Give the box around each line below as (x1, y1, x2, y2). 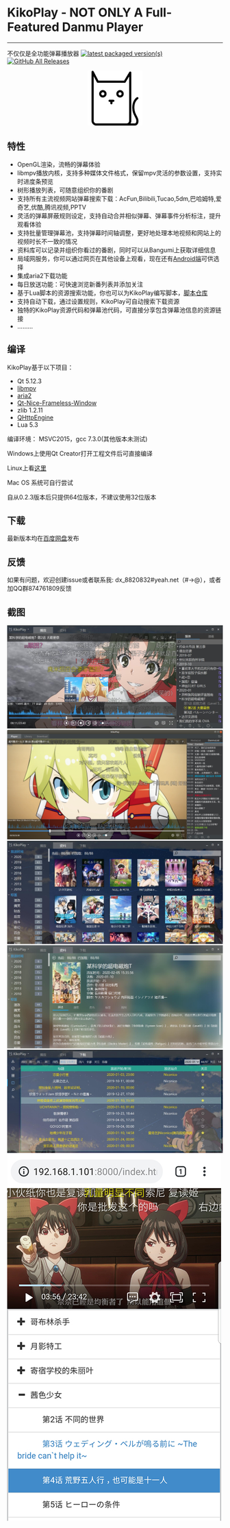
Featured (7, 19, 60, 35)
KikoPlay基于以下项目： (7, 363, 74, 371)
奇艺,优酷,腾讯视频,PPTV (16, 203, 87, 211)
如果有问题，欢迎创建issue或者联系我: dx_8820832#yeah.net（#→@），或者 (7, 576, 221, 584)
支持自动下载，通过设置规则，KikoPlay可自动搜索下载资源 (16, 297, 180, 306)
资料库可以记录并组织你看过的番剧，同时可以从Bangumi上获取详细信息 (16, 245, 216, 254)
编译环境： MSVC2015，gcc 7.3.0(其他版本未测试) (7, 434, 148, 443)
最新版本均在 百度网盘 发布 (7, 534, 79, 543)
